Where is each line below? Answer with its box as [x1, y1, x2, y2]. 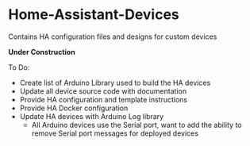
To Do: [8, 62, 30, 72]
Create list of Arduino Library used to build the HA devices [19, 78, 211, 87]
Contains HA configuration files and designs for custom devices [8, 32, 217, 41]
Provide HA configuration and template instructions [19, 94, 188, 104]
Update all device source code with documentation [19, 86, 187, 96]
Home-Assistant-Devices [8, 6, 180, 24]
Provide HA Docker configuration [19, 103, 129, 113]
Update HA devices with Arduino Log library [19, 111, 164, 121]
